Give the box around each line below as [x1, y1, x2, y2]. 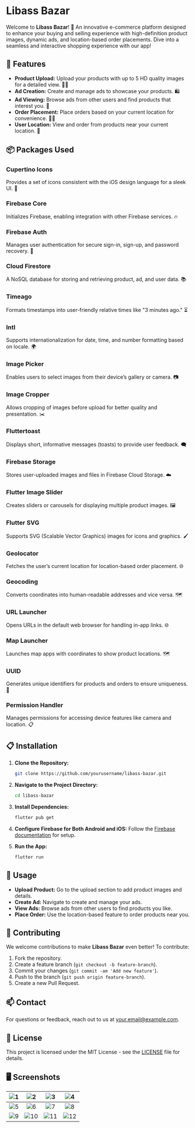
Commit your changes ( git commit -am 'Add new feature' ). [14, 967, 159, 974]
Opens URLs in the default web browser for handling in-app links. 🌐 [6, 621, 169, 628]
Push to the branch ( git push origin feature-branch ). [14, 973, 146, 980]
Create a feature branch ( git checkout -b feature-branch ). [14, 961, 158, 968]
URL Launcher [6, 608, 47, 616]
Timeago [6, 293, 32, 301]
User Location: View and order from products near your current [14, 121, 168, 128]
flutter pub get [14, 815, 54, 821]
